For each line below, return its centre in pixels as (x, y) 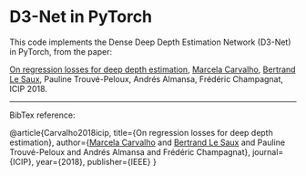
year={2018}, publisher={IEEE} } (96, 161)
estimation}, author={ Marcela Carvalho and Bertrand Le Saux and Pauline (147, 142)
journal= (268, 151)
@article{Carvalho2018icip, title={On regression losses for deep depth (141, 132)
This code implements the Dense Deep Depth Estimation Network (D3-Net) (150, 42)
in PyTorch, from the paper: (61, 51)
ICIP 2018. (29, 88)
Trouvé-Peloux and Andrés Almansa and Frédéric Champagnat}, (130, 151)
